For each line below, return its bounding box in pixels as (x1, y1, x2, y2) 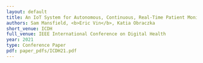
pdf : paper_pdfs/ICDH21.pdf (6, 48, 77, 54)
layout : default (6, 8, 47, 15)
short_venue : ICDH (6, 25, 53, 32)
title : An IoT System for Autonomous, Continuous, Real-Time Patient (6, 14, 185, 20)
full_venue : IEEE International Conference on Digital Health (6, 31, 166, 37)
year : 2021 (6, 37, 34, 43)
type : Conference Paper (6, 43, 66, 49)
